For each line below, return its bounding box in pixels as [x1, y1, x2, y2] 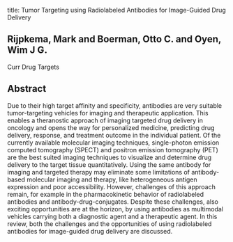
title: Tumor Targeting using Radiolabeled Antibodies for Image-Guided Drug [7, 6, 227, 14]
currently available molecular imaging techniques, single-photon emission [7, 138, 220, 147]
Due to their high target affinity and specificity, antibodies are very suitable [7, 101, 223, 110]
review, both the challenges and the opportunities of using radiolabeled [7, 219, 212, 228]
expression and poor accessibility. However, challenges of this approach [7, 182, 216, 191]
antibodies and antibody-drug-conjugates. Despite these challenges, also [7, 197, 218, 206]
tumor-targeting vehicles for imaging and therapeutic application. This [7, 108, 209, 117]
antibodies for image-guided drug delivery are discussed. [7, 227, 173, 235]
